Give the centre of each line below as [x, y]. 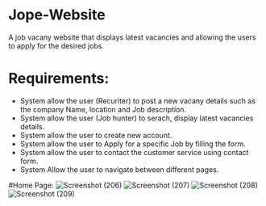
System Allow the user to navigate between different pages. [119, 169]
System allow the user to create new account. [96, 135]
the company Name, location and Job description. [103, 109]
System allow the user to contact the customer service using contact [134, 152]
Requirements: [59, 79]
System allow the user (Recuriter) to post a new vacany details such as [138, 101]
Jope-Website [57, 15]
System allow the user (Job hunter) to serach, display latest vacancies [137, 118]
